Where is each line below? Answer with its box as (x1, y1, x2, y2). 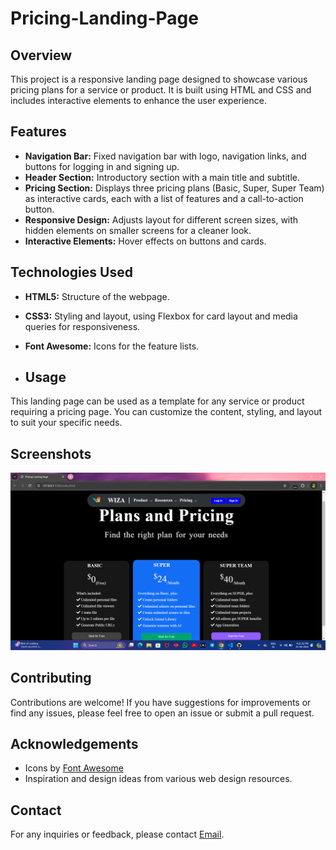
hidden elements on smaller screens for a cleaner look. (24, 224, 252, 236)
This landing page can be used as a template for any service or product (10, 395, 305, 407)
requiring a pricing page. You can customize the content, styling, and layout (10, 406, 323, 418)
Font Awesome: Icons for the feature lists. (24, 340, 200, 352)
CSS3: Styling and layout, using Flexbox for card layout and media (24, 310, 298, 322)
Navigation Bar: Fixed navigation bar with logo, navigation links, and (24, 150, 307, 162)
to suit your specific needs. (10, 417, 123, 429)
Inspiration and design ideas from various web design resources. (24, 773, 293, 785)
